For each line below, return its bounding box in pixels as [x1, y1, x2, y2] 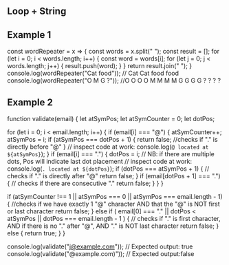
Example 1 [7, 29, 52, 41]
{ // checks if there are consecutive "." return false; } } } [7, 179, 164, 188]
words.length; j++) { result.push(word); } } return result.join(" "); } [7, 62, 193, 70]
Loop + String [7, 6, 67, 17]
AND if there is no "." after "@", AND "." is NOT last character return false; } [7, 222, 219, 230]
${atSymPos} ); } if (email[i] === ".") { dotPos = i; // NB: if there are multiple [7, 150, 215, 158]
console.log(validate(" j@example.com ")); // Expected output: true [7, 242, 193, 251]
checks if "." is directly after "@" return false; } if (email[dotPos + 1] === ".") [7, 172, 221, 180]
